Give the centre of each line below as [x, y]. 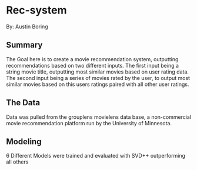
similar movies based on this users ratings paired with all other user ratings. [98, 84]
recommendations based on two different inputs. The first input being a [93, 65]
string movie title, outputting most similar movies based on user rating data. [98, 72]
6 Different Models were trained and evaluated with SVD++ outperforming [96, 156]
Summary [24, 45]
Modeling [24, 141]
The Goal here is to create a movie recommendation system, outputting [92, 59]
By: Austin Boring [27, 26]
